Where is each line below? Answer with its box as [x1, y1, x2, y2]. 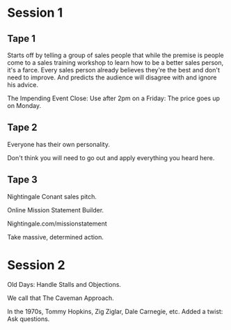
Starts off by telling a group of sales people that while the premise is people [7, 51, 224, 59]
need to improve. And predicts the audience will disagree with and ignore [7, 73, 217, 81]
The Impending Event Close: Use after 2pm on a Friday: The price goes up [7, 94, 221, 102]
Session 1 [7, 5, 63, 21]
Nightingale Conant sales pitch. [7, 192, 97, 201]
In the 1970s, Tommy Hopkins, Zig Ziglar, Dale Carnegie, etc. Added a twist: [7, 307, 223, 315]
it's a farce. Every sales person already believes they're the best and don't [7, 66, 221, 74]
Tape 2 [7, 122, 38, 134]
